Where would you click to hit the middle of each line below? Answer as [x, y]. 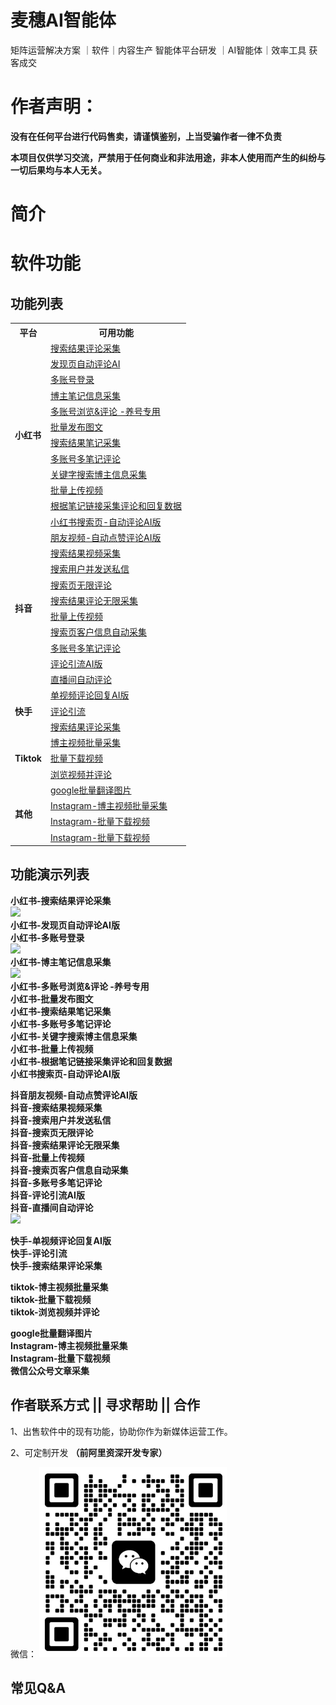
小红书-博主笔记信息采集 [61, 962]
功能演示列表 [50, 874]
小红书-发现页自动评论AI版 [65, 925]
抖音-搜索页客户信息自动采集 [69, 1170]
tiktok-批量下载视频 [51, 1299]
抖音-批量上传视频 [47, 1157]
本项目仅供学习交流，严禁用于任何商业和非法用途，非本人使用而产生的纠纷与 [168, 157]
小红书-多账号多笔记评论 [61, 1023]
